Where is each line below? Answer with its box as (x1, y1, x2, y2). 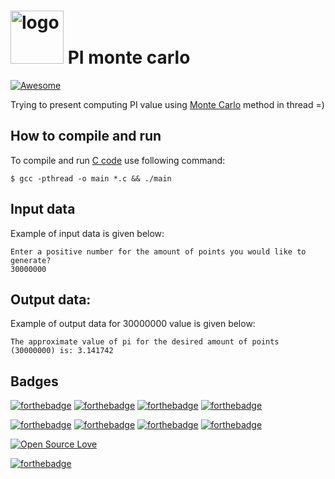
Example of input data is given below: (10, 227, 165, 239)
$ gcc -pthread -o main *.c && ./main (10, 173, 172, 184)
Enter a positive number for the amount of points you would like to (10, 246, 307, 257)
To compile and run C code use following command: (10, 154, 226, 166)
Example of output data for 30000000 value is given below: (10, 318, 256, 330)
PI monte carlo (67, 46, 191, 69)
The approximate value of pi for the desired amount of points (10, 337, 280, 347)
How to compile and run (10, 128, 162, 145)
